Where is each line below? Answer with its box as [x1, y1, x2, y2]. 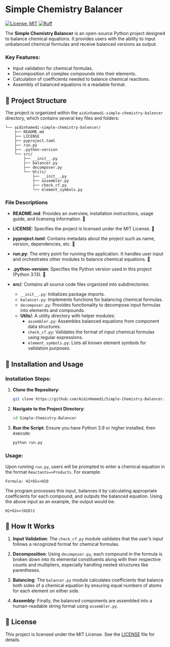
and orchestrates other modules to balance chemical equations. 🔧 [12, 256, 151, 262]
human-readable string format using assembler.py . [12, 603, 118, 609]
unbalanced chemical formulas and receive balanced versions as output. [5, 41, 157, 47]
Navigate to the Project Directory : [12, 406, 85, 412]
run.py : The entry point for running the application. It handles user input [12, 251, 163, 257]
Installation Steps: [5, 375, 51, 382]
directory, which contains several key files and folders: [5, 115, 119, 121]
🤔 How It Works [5, 522, 55, 531]
